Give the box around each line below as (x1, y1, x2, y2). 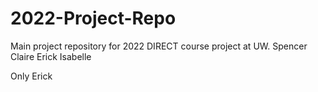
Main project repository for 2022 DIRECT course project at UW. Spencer (10, 40, 308, 52)
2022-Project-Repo (10, 7, 177, 30)
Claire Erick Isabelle (10, 50, 92, 62)
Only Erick (10, 70, 53, 82)
